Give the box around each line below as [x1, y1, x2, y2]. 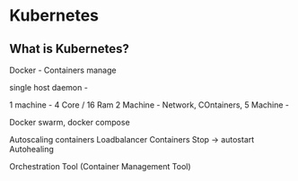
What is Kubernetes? [9, 41, 130, 56]
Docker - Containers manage [9, 65, 117, 75]
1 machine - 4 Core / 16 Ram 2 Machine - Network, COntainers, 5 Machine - [9, 99, 290, 110]
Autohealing [9, 144, 54, 154]
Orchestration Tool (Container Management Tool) [9, 161, 191, 171]
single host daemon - [9, 82, 88, 92]
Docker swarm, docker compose [9, 117, 130, 127]
